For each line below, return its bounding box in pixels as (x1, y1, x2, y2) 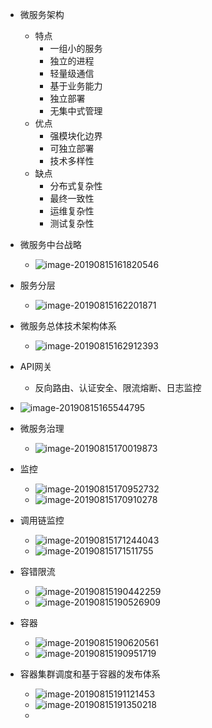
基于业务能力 (49, 80, 103, 92)
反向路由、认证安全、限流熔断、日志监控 (34, 382, 202, 393)
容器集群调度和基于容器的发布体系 (19, 668, 161, 680)
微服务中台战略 (19, 239, 82, 250)
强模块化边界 (49, 130, 103, 142)
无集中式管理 (49, 105, 103, 117)
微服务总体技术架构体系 (19, 320, 117, 332)
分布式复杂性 (49, 180, 103, 192)
